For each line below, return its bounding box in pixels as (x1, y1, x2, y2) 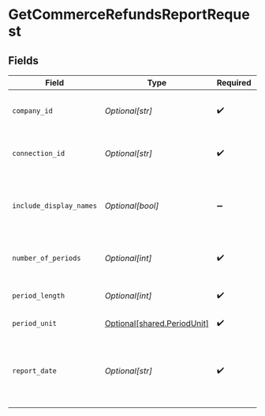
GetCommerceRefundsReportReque (8, 6, 250, 24)
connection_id (12, 149, 65, 157)
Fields (8, 54, 39, 67)
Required (216, 78, 252, 88)
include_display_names (12, 202, 97, 210)
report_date (12, 366, 58, 375)
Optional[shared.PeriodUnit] (104, 318, 209, 329)
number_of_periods (12, 254, 81, 263)
